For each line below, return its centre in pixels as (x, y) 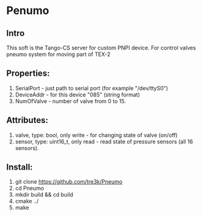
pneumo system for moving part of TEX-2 (58, 54)
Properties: (28, 74)
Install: (20, 167)
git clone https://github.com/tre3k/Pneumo (69, 182)
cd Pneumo (30, 188)
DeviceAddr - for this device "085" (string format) (77, 95)
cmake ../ (27, 201)
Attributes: (27, 121)
